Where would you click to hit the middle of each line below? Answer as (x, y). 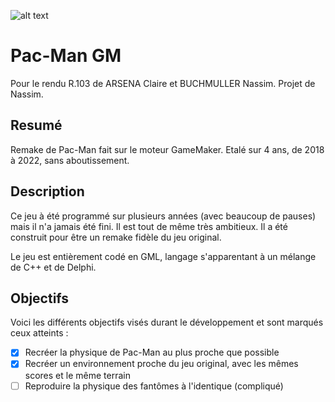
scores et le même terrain (77, 375)
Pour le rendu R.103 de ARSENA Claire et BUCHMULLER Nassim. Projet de (163, 83)
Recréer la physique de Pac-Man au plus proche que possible (152, 352)
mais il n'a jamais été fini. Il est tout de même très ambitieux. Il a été (149, 226)
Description (47, 191)
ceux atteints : (39, 333)
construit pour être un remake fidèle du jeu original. (116, 237)
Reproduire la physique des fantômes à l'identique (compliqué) (154, 386)
